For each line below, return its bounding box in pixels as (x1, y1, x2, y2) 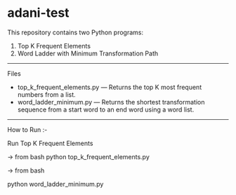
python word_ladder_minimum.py (7, 180, 104, 188)
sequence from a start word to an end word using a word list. (17, 105, 195, 114)
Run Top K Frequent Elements (7, 139, 93, 147)
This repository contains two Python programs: (7, 28, 144, 36)
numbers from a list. (17, 90, 76, 99)
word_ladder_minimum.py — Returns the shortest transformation (17, 97, 205, 106)
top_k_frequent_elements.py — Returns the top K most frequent (17, 83, 202, 91)
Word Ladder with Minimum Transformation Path (17, 49, 159, 58)
